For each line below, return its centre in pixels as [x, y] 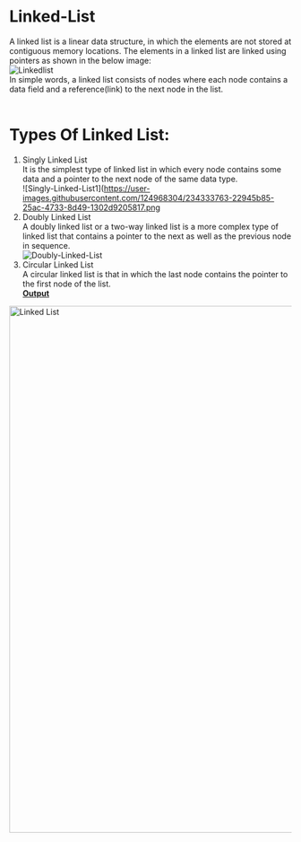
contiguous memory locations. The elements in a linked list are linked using [148, 50]
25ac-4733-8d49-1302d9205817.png [91, 207]
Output [36, 293]
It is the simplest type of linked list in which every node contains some [152, 169]
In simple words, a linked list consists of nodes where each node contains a [149, 79]
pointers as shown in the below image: [81, 60]
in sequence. [46, 245]
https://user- [127, 188]
